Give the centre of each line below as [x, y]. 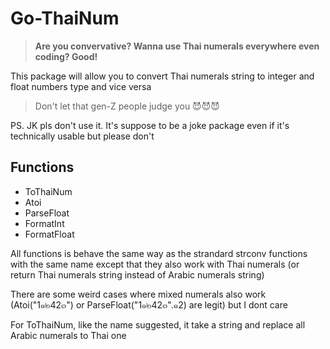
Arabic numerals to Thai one [68, 335]
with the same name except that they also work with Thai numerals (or [155, 264]
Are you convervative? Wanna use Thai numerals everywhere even [177, 46]
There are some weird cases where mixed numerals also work [138, 294]
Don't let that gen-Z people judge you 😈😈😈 [127, 106]
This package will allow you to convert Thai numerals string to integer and [162, 76]
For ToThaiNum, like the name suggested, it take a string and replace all [158, 324]
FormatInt [44, 223]
